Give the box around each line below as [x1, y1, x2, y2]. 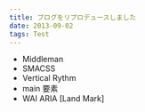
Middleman [21, 54, 64, 65]
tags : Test [9, 29, 50, 38]
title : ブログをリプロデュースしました [9, 12, 136, 22]
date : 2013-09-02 [9, 21, 74, 30]
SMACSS [21, 63, 56, 74]
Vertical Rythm [21, 73, 77, 84]
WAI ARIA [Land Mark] [21, 93, 105, 104]
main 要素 [21, 84, 59, 94]
